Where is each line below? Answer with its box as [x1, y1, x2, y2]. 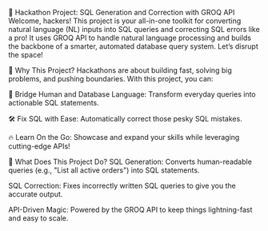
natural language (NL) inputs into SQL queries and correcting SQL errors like [8, 25, 260, 34]
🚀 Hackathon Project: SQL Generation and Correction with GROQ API [8, 8, 235, 17]
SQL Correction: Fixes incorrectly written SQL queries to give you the [8, 181, 236, 190]
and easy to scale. [8, 213, 69, 223]
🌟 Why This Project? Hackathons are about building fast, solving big [8, 66, 232, 75]
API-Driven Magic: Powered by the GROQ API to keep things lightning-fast [8, 205, 253, 214]
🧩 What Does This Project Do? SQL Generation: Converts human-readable [8, 157, 252, 166]
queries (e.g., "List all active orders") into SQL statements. [8, 165, 200, 175]
